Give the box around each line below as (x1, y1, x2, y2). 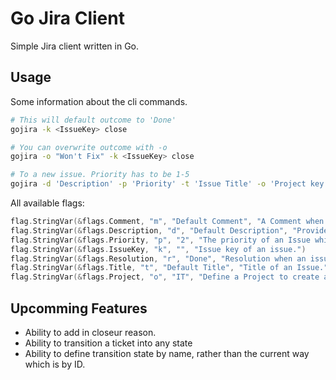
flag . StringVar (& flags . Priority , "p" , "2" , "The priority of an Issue (10, 235, 311, 245)
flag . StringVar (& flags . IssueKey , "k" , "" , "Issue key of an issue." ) (10, 244, 307, 254)
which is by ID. (24, 358, 86, 370)
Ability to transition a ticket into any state (24, 337, 193, 349)
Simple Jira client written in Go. (10, 40, 140, 52)
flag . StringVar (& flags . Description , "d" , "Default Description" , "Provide (10, 225, 329, 236)
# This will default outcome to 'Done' (10, 115, 177, 125)
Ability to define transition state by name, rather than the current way (24, 347, 310, 359)
